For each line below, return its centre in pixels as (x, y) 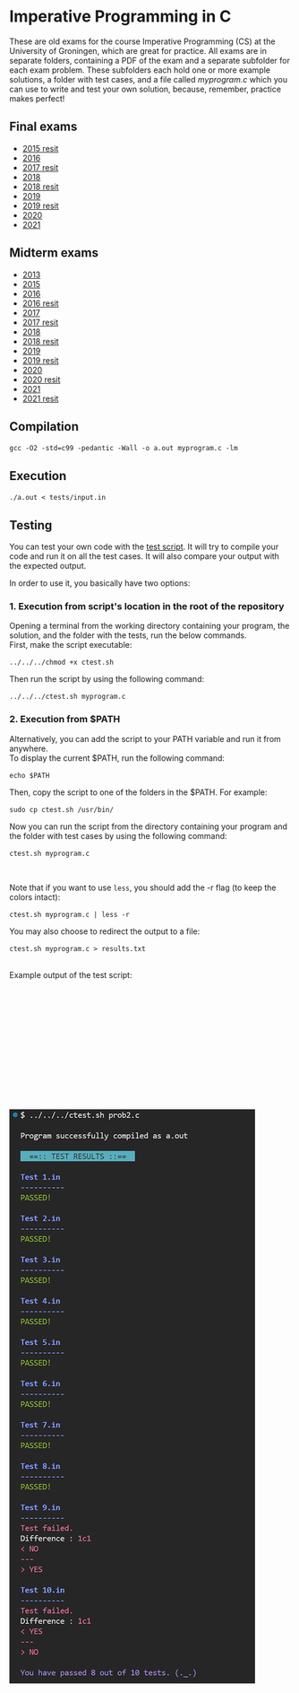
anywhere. (29, 748)
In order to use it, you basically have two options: (100, 583)
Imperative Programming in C (120, 17)
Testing (31, 525)
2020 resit (41, 380)
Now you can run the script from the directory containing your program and (149, 826)
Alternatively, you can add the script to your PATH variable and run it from (145, 738)
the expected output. (48, 566)
